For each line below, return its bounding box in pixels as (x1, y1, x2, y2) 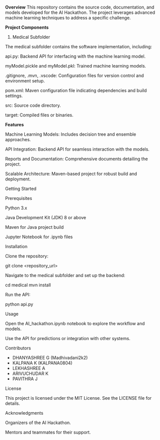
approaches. (5, 137, 31, 142)
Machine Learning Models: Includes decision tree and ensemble (5, 131, 137, 137)
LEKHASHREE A (12, 365, 46, 371)
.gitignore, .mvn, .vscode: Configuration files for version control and (5, 73, 144, 79)
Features (5, 122, 24, 127)
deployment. (5, 176, 31, 182)
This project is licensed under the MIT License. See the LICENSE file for (5, 395, 152, 401)
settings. (5, 93, 23, 98)
